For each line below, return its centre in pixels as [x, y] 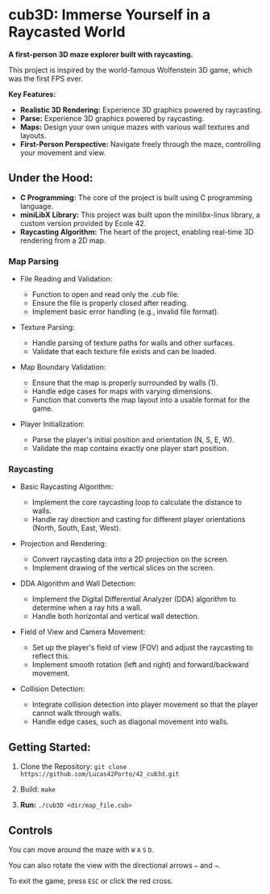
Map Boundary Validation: [63, 367]
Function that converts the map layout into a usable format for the [141, 400]
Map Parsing [33, 261]
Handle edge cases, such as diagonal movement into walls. [131, 722]
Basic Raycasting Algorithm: [66, 487]
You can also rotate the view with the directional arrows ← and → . [114, 865]
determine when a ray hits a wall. [87, 608]
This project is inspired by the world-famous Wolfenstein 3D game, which [130, 69]
